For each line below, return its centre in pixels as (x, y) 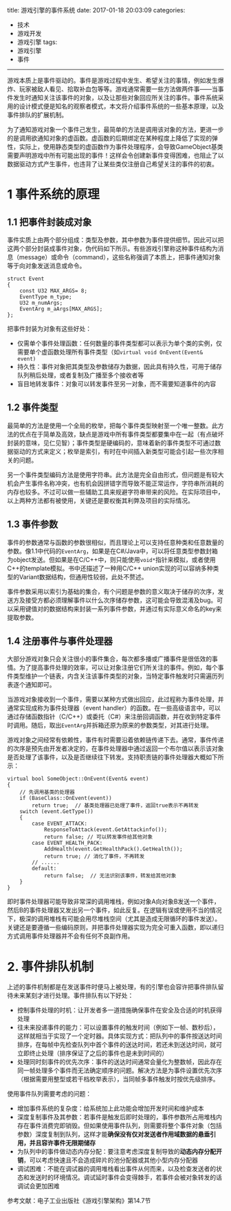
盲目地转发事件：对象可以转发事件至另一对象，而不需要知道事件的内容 (117, 384)
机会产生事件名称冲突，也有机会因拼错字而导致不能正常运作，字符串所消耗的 (115, 483)
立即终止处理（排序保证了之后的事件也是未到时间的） (92, 1053)
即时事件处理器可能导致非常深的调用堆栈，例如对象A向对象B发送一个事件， (113, 901)
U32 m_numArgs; (41, 303)
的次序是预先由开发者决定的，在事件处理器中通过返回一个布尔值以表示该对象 (115, 749)
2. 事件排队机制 (51, 967)
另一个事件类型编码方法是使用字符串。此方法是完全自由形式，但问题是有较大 (115, 474)
